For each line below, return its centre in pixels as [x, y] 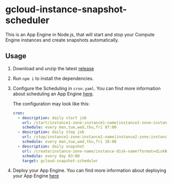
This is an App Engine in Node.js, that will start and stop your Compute [80, 34]
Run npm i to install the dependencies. [53, 78]
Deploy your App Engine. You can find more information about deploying [90, 171]
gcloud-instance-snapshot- [66, 9]
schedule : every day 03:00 [51, 156]
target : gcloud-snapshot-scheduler [60, 161]
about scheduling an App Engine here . [53, 94]
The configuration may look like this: [51, 104]
